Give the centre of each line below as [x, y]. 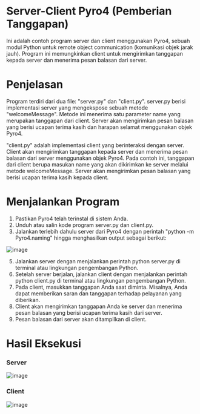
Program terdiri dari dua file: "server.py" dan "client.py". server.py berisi [96, 101]
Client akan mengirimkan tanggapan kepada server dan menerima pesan [97, 151]
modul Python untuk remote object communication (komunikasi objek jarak [100, 47]
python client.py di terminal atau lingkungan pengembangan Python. [100, 280]
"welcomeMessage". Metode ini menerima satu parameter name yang [93, 114]
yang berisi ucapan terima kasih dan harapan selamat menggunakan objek [99, 127]
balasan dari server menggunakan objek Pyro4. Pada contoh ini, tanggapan [100, 158]
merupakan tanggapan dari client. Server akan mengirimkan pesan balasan [100, 120]
